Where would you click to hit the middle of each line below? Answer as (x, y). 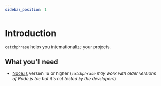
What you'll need (31, 62)
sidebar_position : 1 (26, 9)
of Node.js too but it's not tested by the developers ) (64, 79)
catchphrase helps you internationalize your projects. (58, 47)
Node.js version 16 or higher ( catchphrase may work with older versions (84, 73)
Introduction (31, 33)
